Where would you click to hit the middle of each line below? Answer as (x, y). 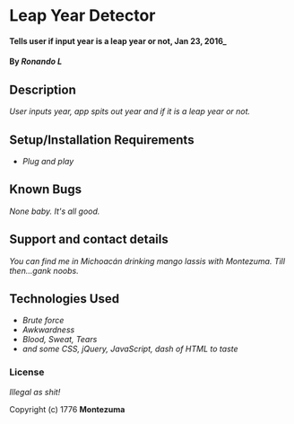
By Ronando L (36, 62)
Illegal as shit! (35, 392)
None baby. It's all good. (55, 211)
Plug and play (48, 161)
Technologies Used (64, 299)
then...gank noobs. (44, 270)
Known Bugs (46, 190)
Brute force (43, 321)
